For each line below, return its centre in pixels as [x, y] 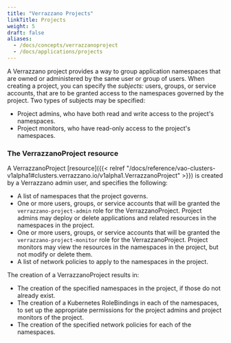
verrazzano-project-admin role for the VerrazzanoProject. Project [109, 211]
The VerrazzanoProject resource [63, 153]
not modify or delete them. [55, 255]
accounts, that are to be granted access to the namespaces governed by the [115, 93]
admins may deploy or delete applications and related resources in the [117, 218]
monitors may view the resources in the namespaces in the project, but [118, 247]
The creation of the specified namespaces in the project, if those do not [119, 288]
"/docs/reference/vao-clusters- [171, 168]
